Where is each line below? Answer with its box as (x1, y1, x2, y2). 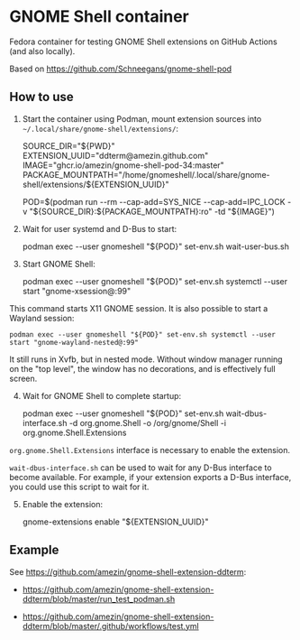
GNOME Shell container (9, 6, 189, 27)
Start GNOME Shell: (22, 258, 96, 269)
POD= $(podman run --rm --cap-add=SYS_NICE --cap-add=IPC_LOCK (22, 196, 286, 207)
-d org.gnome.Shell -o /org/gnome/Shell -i (68, 417, 227, 428)
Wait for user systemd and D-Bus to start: (22, 223, 177, 234)
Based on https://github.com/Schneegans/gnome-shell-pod (9, 63, 232, 74)
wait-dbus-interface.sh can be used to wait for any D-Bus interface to (9, 462, 272, 473)
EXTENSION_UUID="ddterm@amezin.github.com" (22, 150, 209, 161)
